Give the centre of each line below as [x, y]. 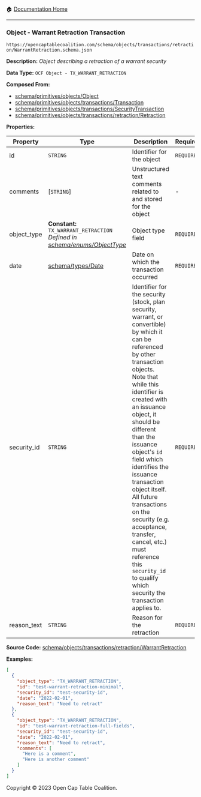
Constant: [62, 224]
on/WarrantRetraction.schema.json [49, 50]
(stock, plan [149, 302]
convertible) [149, 325]
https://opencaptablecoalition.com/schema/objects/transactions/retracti [100, 45]
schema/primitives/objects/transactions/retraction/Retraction [90, 115]
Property [26, 142]
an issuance [149, 407]
